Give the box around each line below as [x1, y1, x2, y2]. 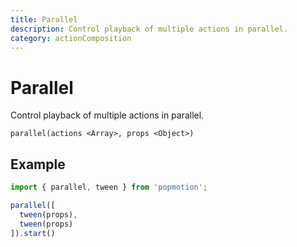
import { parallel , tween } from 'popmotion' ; [10, 182, 208, 193]
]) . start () [10, 228, 56, 238]
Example [10, 156, 66, 173]
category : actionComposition [10, 33, 132, 43]
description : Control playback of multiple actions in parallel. [10, 24, 288, 34]
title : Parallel [10, 14, 78, 25]
